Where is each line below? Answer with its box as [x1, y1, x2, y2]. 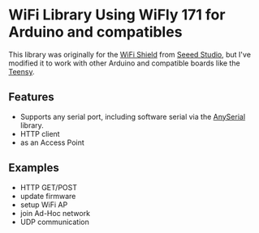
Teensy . [8, 66, 35, 76]
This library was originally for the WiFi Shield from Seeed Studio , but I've [8, 49, 252, 59]
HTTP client [19, 129, 60, 138]
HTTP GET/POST [19, 182, 77, 192]
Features [8, 91, 54, 104]
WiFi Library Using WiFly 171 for [8, 6, 226, 24]
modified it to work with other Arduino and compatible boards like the [8, 58, 241, 68]
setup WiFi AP [19, 200, 68, 210]
